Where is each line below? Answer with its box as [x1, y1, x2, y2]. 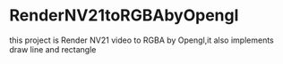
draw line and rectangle [9, 44, 97, 54]
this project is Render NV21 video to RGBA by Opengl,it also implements [9, 35, 275, 45]
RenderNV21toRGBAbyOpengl [9, 5, 239, 26]
